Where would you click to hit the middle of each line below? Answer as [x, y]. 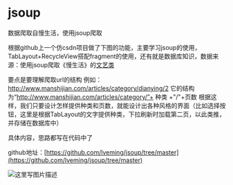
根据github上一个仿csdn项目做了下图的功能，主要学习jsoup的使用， [104, 47]
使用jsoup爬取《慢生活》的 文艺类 [67, 64]
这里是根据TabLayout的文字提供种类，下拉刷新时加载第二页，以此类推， [122, 114]
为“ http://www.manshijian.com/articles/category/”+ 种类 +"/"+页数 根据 [110, 97]
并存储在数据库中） [35, 123]
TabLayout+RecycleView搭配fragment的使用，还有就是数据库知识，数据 [110, 56]
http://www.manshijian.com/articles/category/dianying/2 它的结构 [101, 88]
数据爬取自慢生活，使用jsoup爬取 [55, 33]
